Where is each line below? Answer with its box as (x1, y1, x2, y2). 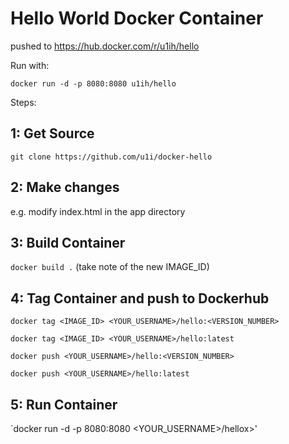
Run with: (10, 59, 50, 71)
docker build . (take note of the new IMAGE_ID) (10, 261, 210, 273)
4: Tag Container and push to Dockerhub (10, 290, 270, 307)
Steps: (10, 96, 37, 108)
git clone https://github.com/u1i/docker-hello (10, 152, 213, 162)
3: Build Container (10, 234, 126, 251)
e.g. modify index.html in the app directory (10, 205, 186, 217)
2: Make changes (10, 179, 120, 196)
